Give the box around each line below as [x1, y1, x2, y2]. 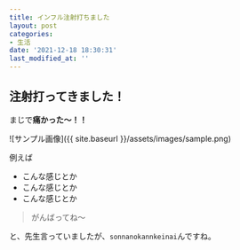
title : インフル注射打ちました [9, 12, 110, 22]
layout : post [9, 21, 58, 30]
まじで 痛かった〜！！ [9, 114, 87, 125]
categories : [9, 29, 53, 38]
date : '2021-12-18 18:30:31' [9, 46, 117, 55]
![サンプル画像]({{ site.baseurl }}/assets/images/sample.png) [9, 133, 232, 144]
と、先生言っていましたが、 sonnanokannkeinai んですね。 [9, 230, 216, 241]
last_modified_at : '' [9, 54, 90, 63]
